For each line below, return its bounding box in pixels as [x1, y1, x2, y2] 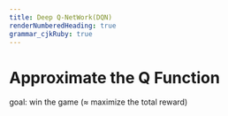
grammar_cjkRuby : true [9, 29, 93, 38]
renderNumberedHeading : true [9, 21, 117, 30]
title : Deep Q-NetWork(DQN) [9, 12, 113, 22]
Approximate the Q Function [9, 67, 221, 88]
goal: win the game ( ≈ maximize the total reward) [9, 97, 188, 107]
